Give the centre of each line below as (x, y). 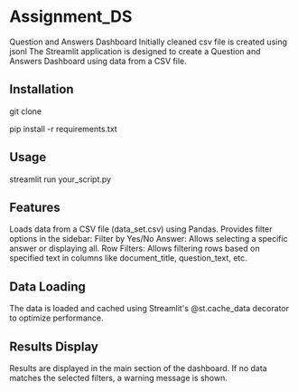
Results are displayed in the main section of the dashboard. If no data (139, 368)
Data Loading (47, 287)
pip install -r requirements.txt (63, 129)
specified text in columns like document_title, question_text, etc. (129, 258)
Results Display (54, 346)
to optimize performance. (56, 318)
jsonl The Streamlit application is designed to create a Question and (135, 51)
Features (35, 207)
